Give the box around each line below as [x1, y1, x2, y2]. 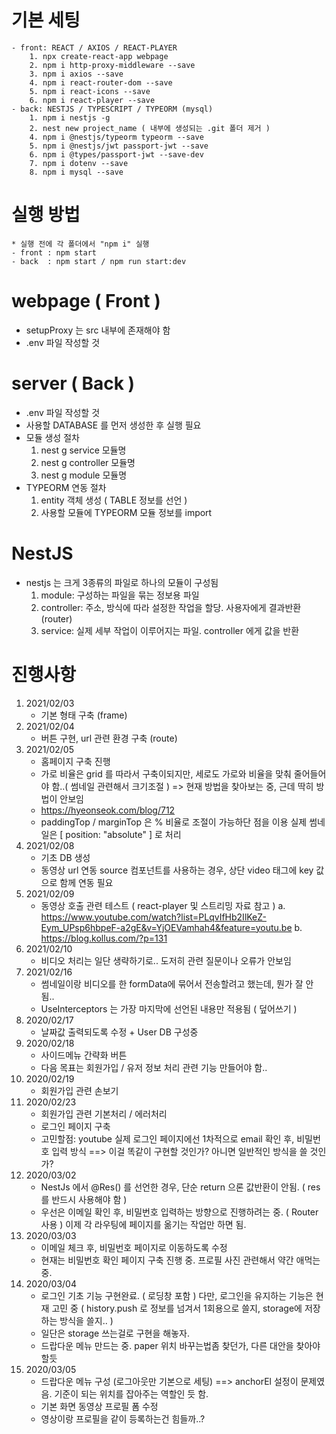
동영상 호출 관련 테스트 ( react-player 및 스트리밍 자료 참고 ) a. [40, 899, 286, 911]
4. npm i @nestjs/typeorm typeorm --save [29, 132, 204, 142]
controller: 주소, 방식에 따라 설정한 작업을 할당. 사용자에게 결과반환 [40, 601, 302, 613]
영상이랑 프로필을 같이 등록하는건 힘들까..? [40, 1412, 206, 1425]
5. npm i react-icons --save [29, 86, 151, 96]
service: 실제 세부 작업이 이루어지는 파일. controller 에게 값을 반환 [40, 624, 300, 636]
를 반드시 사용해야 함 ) [40, 1193, 128, 1205]
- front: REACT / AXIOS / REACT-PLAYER [11, 42, 178, 53]
